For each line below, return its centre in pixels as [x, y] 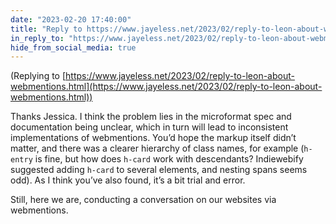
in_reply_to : [37, 38]
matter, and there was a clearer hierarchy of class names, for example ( [157, 148]
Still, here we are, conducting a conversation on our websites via [143, 200]
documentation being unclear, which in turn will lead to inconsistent [149, 127]
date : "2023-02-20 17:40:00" [71, 19]
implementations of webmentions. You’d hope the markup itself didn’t [153, 138]
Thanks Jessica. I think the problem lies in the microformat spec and [151, 117]
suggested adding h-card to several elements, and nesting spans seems [159, 170]
